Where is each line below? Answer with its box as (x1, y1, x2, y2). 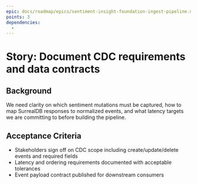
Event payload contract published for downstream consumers (14, 171, 164, 179)
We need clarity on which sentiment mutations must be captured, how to (6, 101, 182, 108)
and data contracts (6, 63, 100, 76)
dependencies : (6, 19, 41, 25)
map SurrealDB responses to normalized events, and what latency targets (6, 108, 184, 115)
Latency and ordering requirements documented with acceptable (14, 159, 172, 166)
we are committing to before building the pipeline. (6, 114, 127, 121)
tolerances (14, 165, 41, 172)
